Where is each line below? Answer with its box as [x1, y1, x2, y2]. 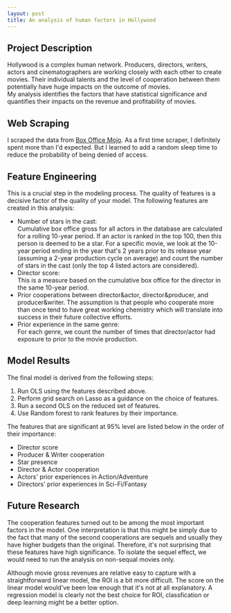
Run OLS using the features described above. [17, 387, 147, 395]
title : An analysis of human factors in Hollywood [7, 17, 156, 24]
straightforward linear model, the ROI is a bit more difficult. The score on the [7, 576, 224, 584]
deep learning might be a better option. [7, 598, 119, 606]
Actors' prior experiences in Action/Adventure [17, 472, 149, 481]
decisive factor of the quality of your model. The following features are [7, 196, 209, 204]
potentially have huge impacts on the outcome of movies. [7, 82, 171, 91]
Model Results [7, 355, 71, 367]
